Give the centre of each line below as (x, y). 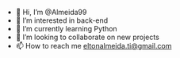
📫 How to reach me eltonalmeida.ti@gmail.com (94, 46)
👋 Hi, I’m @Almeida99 (51, 12)
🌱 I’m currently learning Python (66, 29)
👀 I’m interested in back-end (62, 20)
